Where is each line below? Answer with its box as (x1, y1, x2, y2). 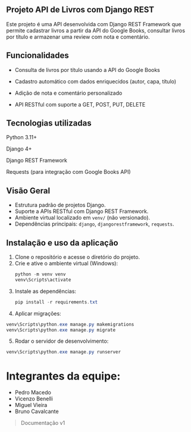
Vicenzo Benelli (14, 395, 54, 402)
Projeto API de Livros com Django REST (6, 5, 155, 15)
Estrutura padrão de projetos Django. (14, 202, 106, 209)
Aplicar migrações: (14, 309, 61, 317)
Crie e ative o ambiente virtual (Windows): (14, 260, 118, 267)
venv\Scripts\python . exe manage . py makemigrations (6, 321, 134, 327)
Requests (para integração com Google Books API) (6, 168, 131, 176)
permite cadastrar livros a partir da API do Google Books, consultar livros (6, 27, 186, 34)
